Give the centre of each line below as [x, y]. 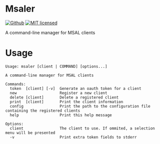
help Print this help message [61, 115]
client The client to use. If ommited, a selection [83, 128]
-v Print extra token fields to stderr [73, 137]
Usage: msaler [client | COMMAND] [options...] [56, 66]
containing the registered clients [43, 111]
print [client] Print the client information [67, 102]
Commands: [16, 84]
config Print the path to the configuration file [80, 106]
